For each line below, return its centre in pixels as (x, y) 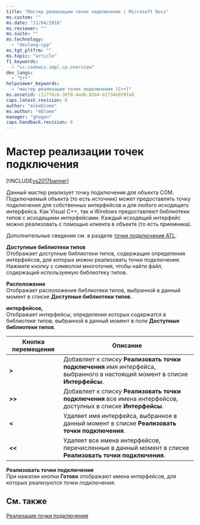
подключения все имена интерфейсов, (121, 399)
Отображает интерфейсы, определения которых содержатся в (86, 315)
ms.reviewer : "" (26, 28)
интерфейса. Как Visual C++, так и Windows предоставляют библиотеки (98, 211)
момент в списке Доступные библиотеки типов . (69, 297)
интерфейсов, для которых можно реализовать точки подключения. (93, 260)
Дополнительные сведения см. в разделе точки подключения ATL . (92, 236)
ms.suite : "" (22, 34)
